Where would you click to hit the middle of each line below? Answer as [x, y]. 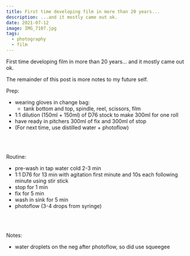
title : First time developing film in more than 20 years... [83, 12]
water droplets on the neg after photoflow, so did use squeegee [92, 247]
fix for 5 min [29, 193]
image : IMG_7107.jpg [32, 28]
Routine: [16, 156]
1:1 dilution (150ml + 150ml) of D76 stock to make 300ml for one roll [96, 115]
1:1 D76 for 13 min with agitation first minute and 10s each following [96, 174]
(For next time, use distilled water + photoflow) [72, 127]
